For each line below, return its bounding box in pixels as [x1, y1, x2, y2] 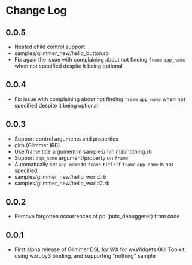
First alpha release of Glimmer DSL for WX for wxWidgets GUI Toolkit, [14, 246, 187, 253]
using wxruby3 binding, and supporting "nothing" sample [14, 252, 156, 260]
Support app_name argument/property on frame [14, 154, 129, 162]
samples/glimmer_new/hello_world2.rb [14, 179, 110, 187]
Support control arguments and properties [14, 135, 119, 142]
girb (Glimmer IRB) [14, 141, 60, 148]
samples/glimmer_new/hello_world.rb [14, 173, 107, 180]
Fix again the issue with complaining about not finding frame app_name [14, 56, 185, 63]
